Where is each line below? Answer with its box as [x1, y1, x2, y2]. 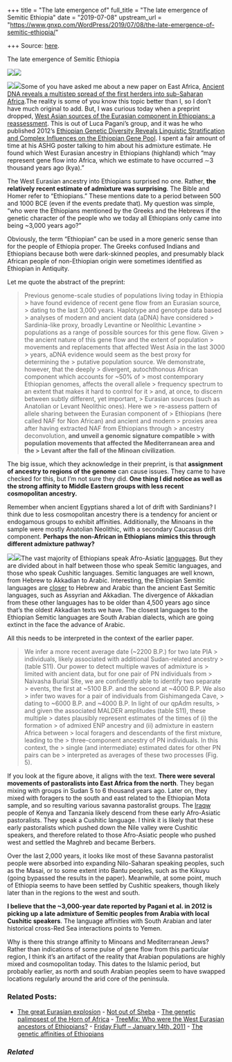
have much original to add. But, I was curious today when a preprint [7, 104, 200, 113]
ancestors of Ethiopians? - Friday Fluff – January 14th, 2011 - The [17, 1022, 203, 1031]
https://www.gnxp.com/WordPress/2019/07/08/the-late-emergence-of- [10, 21, 215, 28]
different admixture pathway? [7, 540, 95, 548]
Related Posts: [7, 992, 57, 1002]
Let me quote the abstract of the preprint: [7, 278, 126, 286]
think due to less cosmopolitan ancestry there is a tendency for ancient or [7, 510, 218, 518]
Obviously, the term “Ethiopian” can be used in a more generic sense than [7, 235, 218, 243]
